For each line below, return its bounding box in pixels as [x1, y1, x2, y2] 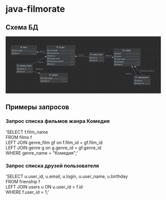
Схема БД [5, 23, 38, 32]
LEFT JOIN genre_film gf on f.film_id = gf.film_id [5, 139, 103, 145]
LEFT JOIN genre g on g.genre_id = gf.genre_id [5, 144, 101, 151]
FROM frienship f [5, 179, 40, 185]
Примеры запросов [5, 103, 69, 111]
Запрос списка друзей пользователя [5, 162, 100, 169]
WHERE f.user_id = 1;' [5, 189, 50, 195]
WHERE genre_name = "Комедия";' [5, 150, 78, 156]
